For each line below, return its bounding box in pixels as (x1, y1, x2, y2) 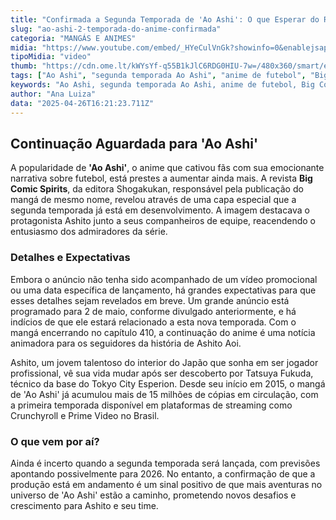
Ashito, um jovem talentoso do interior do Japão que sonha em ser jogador (10, 356, 319, 368)
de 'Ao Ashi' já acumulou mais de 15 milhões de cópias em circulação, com (10, 388, 319, 400)
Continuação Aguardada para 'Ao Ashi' (10, 135, 259, 152)
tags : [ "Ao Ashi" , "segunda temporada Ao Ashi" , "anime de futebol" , (10, 71, 307, 81)
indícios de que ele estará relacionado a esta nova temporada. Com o (10, 316, 297, 328)
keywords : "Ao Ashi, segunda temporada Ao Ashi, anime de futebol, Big (10, 80, 315, 90)
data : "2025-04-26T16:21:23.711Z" (10, 98, 155, 108)
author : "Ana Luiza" (10, 89, 97, 99)
